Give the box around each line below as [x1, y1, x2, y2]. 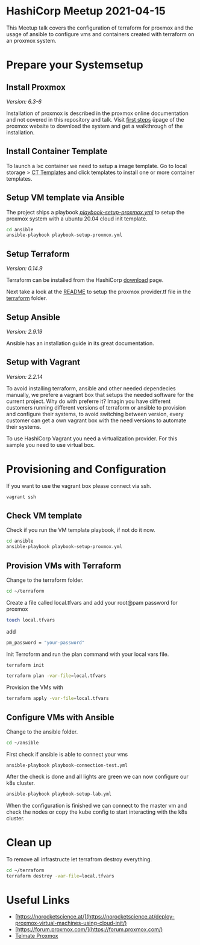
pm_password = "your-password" [6, 640, 85, 646]
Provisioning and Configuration [6, 462, 167, 476]
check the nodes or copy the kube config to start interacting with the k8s [6, 808, 188, 816]
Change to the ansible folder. [6, 728, 78, 735]
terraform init [6, 662, 45, 668]
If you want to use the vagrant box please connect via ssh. [6, 482, 152, 489]
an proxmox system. [6, 37, 57, 44]
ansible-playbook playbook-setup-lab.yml [6, 791, 112, 797]
